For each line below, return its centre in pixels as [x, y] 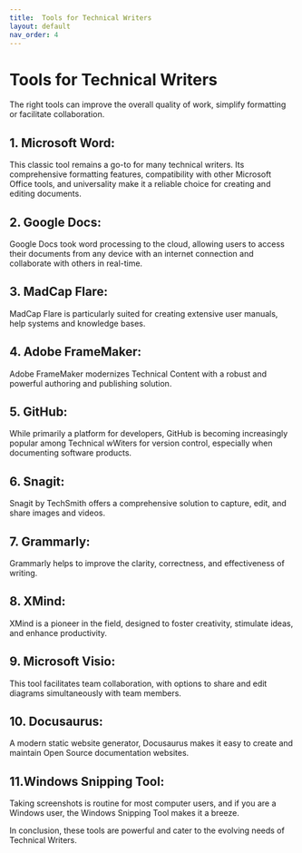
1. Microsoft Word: [62, 143]
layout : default [40, 26]
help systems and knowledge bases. [78, 323]
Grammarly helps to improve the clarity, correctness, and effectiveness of [147, 563]
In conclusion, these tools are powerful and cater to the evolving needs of [147, 830]
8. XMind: [38, 601]
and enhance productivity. [58, 632]
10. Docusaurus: [56, 722]
